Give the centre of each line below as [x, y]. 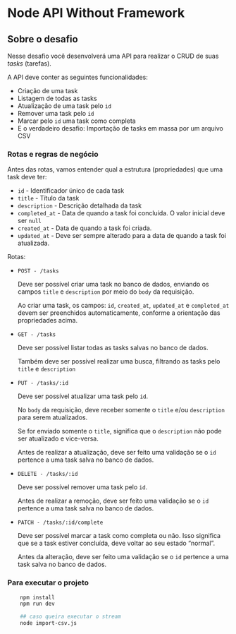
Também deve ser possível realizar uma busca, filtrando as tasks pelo [119, 361]
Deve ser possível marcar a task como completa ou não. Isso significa [119, 536]
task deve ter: [27, 177]
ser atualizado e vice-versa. [58, 438]
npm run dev [37, 604]
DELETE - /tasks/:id [48, 474]
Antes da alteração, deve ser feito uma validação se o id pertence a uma [123, 557]
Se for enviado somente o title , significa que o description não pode [119, 431]
